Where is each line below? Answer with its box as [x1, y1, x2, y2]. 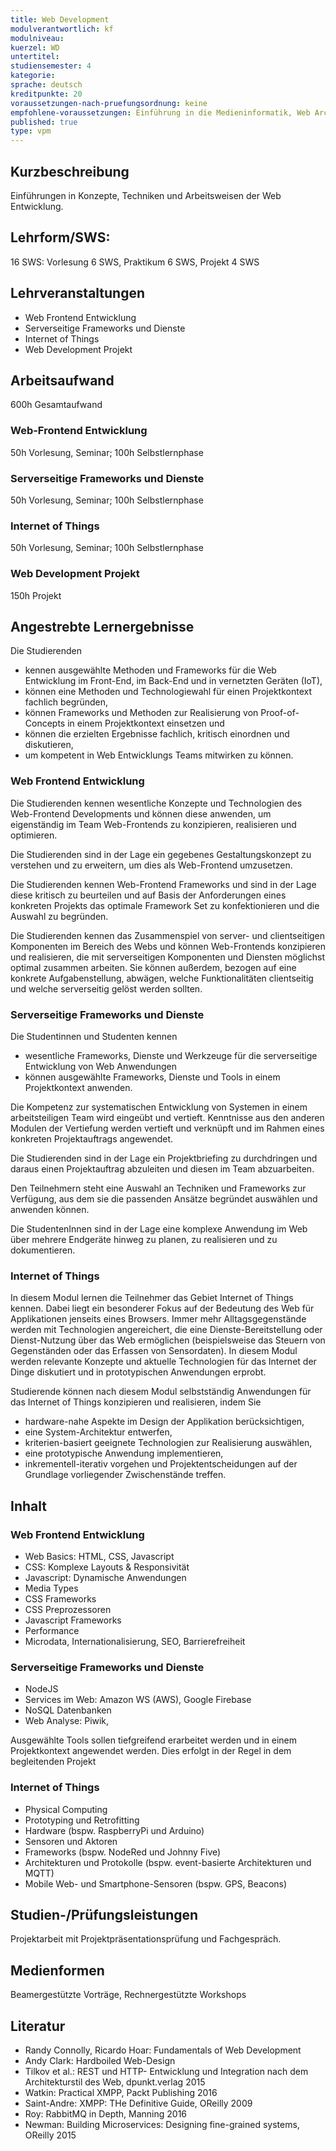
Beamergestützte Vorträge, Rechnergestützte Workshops [10, 1989, 247, 2001]
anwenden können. [10, 1203, 90, 1215]
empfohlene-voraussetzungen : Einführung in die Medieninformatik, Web [10, 107, 311, 118]
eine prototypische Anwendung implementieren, [24, 1447, 224, 1460]
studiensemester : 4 [10, 61, 92, 71]
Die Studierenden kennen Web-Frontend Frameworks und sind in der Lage [10, 878, 317, 890]
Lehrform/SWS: [10, 229, 111, 246]
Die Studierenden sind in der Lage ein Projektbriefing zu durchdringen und [10, 1152, 318, 1164]
